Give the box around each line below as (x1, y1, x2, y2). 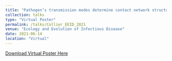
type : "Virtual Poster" (5, 17, 56, 22)
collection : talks (5, 12, 45, 17)
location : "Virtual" (5, 36, 50, 42)
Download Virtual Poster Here (5, 50, 68, 56)
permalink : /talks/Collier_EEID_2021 (5, 22, 86, 27)
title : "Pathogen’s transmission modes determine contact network (5, 7, 150, 13)
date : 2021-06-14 (5, 31, 42, 36)
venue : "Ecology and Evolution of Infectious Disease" (5, 27, 125, 32)
